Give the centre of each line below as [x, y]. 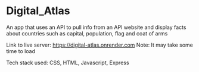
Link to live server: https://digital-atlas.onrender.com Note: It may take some [100, 45]
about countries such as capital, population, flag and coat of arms [87, 33]
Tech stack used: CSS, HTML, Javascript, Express [68, 63]
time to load [21, 51]
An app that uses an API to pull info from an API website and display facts [96, 27]
